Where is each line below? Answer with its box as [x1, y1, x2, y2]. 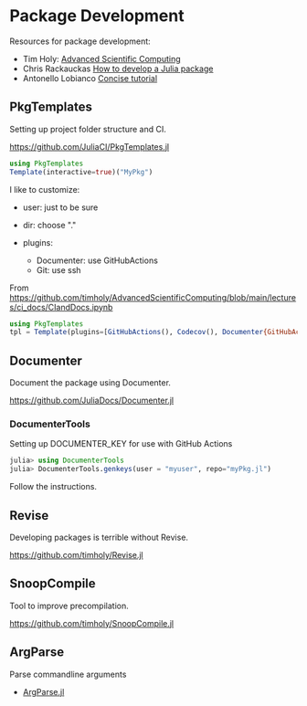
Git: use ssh [36, 264, 81, 275]
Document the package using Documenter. [9, 377, 172, 388]
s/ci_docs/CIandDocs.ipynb [9, 301, 113, 312]
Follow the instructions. [9, 481, 98, 492]
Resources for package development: [9, 36, 151, 47]
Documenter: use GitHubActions [36, 255, 158, 266]
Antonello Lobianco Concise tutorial [22, 72, 158, 83]
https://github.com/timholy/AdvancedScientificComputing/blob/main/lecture [9, 291, 297, 302]
